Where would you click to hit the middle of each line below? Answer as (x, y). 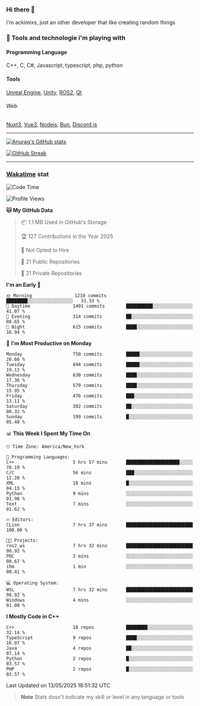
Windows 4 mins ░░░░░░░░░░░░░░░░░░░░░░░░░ (100, 600)
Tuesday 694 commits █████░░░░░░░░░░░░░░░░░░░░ (100, 365)
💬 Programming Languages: (38, 457)
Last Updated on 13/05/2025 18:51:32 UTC (58, 686)
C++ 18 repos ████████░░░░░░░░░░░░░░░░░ (100, 628)
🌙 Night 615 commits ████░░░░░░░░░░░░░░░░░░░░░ (100, 327)
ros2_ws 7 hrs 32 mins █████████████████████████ (100, 546)
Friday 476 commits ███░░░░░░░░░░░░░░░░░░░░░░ (100, 396)
